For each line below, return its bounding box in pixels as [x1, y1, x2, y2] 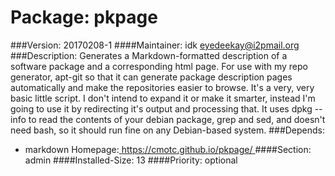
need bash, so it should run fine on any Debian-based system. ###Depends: [10, 124, 326, 136]
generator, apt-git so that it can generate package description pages [10, 71, 293, 83]
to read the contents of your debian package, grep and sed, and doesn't [28, 113, 326, 125]
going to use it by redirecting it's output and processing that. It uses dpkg [10, 102, 313, 115]
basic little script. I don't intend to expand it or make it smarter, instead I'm [10, 92, 316, 104]
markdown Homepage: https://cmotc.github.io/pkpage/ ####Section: [24, 143, 312, 155]
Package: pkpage [10, 6, 158, 29]
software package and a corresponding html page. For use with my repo [10, 60, 308, 72]
